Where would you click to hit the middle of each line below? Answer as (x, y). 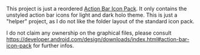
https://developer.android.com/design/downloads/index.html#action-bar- (98, 39)
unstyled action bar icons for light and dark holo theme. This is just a (92, 15)
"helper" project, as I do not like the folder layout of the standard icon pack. (101, 21)
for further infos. (54, 45)
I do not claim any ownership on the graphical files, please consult (89, 33)
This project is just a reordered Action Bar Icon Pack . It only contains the (97, 9)
